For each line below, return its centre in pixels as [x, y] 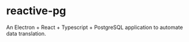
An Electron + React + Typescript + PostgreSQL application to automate [95, 27]
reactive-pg [36, 11]
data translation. [26, 33]
